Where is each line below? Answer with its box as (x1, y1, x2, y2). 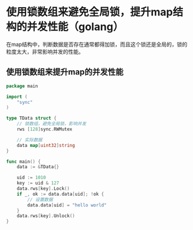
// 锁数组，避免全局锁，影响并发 (17, 121, 87, 127)
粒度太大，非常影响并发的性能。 (6, 48, 84, 55)
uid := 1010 (17, 175, 46, 180)
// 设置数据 (27, 196, 53, 202)
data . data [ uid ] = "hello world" (27, 202, 107, 208)
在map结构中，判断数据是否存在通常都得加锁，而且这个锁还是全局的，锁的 (6, 41, 188, 48)
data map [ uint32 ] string (17, 142, 76, 148)
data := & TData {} (17, 164, 60, 170)
